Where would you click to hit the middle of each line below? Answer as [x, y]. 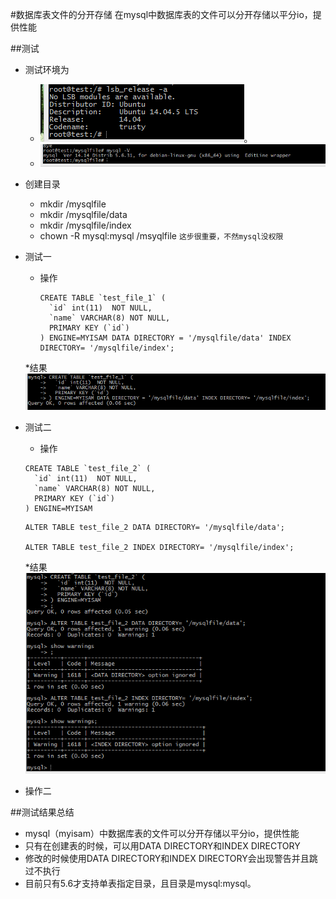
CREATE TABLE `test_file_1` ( [103, 298]
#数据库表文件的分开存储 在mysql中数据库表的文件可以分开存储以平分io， [161, 14]
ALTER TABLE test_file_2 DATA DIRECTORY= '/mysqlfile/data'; [155, 527]
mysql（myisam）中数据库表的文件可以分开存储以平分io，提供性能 [162, 834]
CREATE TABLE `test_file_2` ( [88, 468]
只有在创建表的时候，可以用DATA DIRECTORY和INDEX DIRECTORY [162, 846]
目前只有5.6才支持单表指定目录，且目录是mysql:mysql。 [140, 884]
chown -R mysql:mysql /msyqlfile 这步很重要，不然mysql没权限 [161, 236]
